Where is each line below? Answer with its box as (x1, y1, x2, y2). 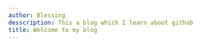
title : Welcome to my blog (8, 26, 98, 34)
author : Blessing (8, 11, 66, 19)
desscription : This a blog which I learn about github (8, 19, 194, 27)
